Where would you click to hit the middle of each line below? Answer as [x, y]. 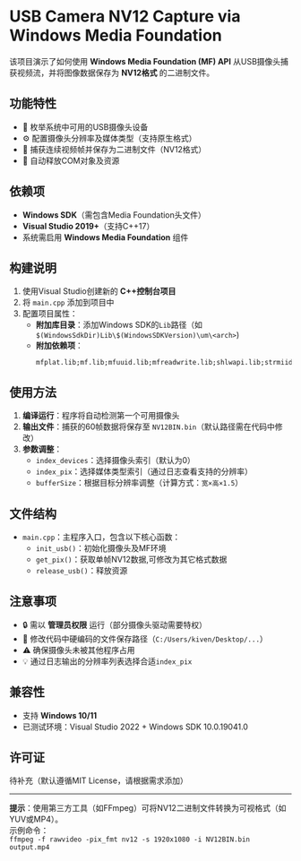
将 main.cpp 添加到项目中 [68, 303]
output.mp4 [30, 848]
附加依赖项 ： [59, 346]
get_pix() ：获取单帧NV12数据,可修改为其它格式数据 [131, 559]
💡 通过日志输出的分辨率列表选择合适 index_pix [107, 661]
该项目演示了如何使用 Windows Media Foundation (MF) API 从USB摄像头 [145, 61]
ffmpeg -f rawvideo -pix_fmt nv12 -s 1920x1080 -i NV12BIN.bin [130, 839]
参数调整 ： [42, 449]
